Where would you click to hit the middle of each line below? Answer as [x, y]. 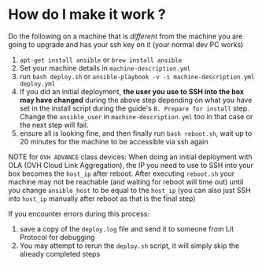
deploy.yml [37, 84]
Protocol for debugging [57, 237]
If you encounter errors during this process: [79, 213]
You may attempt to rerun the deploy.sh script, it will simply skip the [129, 246]
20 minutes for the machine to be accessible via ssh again [114, 141]
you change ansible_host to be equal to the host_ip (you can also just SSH [130, 190]
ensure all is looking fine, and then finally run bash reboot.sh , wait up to [136, 133]
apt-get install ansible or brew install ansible [101, 60]
